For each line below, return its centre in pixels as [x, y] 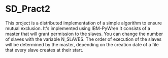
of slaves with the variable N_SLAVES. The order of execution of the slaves [83, 39]
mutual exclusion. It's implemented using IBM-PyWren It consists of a [78, 28]
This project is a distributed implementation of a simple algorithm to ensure [84, 23]
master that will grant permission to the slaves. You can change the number [84, 34]
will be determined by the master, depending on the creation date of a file [82, 44]
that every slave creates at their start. [44, 50]
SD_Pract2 [28, 9]
